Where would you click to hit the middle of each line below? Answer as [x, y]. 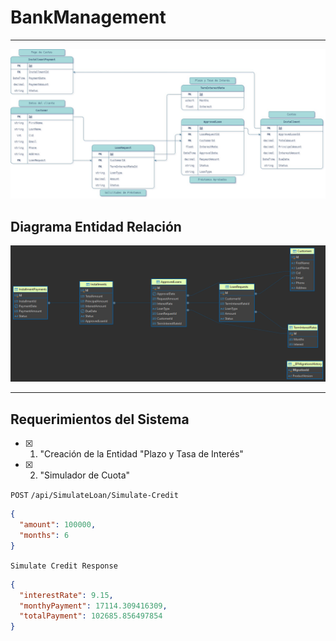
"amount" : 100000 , [58, 525]
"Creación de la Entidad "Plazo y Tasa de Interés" [141, 454]
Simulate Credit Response [64, 566]
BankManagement [88, 17]
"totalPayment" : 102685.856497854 [91, 616]
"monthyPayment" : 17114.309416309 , [93, 606]
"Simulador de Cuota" [85, 475]
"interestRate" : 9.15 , [66, 595]
